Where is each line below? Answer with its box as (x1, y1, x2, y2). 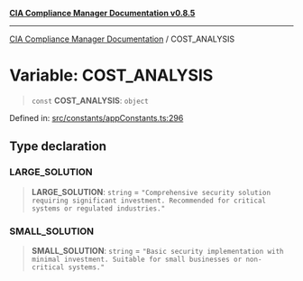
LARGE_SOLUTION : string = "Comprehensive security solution (31, 186, 271, 197)
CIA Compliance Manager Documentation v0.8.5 (9, 8, 196, 18)
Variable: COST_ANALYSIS (9, 65, 214, 86)
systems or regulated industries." (31, 203, 166, 213)
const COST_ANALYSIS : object (31, 95, 149, 106)
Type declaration (9, 139, 106, 155)
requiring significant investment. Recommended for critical (31, 196, 267, 205)
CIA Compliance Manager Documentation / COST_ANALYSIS (9, 33, 235, 44)
